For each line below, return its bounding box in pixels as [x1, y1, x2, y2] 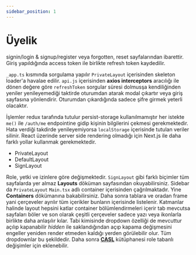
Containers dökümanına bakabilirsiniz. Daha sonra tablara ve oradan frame [6, 192, 188, 199]
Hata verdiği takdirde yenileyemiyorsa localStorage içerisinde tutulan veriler [6, 125, 189, 132]
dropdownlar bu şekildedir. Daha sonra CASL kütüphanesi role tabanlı [6, 236, 174, 243]
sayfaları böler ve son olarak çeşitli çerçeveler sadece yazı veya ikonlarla [6, 210, 181, 217]
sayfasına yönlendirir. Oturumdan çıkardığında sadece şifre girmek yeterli [6, 96, 183, 103]
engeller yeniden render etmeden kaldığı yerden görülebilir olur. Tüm [6, 229, 171, 236]
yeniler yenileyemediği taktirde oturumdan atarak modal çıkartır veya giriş [6, 89, 183, 97]
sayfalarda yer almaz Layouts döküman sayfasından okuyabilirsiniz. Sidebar [6, 179, 190, 186]
